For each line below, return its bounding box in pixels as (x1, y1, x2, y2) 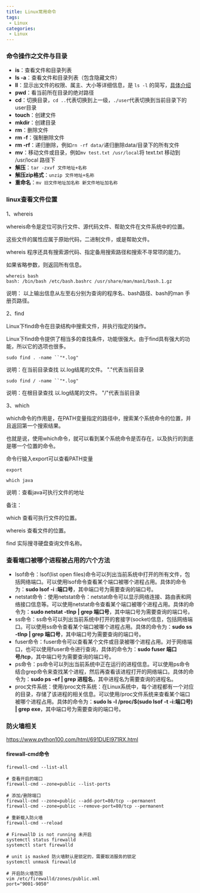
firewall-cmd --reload (6, 820, 63, 826)
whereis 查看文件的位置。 (6, 526, 69, 534)
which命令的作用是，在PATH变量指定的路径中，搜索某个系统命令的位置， (6, 414, 186, 422)
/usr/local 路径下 (14, 156, 56, 164)
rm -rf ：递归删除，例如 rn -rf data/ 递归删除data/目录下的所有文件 (14, 141, 180, 149)
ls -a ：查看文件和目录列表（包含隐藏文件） (14, 74, 121, 81)
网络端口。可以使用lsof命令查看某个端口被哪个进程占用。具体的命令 (20, 579, 187, 586)
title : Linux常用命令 (6, 8, 57, 15)
